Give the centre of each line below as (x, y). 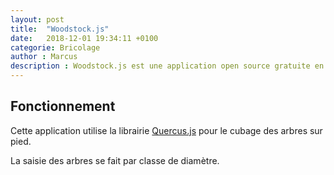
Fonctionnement (63, 106)
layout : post (37, 19)
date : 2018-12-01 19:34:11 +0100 (84, 38)
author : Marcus (44, 57)
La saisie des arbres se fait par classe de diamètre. (115, 160)
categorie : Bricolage (55, 47)
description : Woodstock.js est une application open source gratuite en (167, 66)
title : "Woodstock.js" (60, 29)
